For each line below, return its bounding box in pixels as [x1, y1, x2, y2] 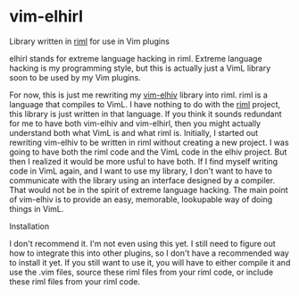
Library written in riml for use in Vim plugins [9, 36, 170, 47]
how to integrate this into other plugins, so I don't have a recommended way [9, 248, 290, 258]
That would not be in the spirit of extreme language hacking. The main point [9, 184, 288, 195]
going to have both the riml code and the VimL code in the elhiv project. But [9, 146, 287, 157]
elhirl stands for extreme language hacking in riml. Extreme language [9, 53, 262, 63]
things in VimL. [9, 203, 64, 214]
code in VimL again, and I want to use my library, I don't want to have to [9, 165, 272, 176]
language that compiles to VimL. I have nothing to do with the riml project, [9, 98, 281, 109]
